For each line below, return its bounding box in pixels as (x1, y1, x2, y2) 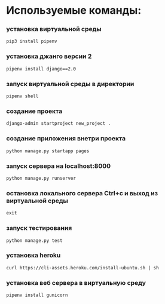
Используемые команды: (6, 4, 142, 17)
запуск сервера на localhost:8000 (6, 162, 111, 170)
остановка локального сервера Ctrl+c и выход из (6, 189, 158, 197)
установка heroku (6, 251, 61, 260)
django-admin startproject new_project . (6, 121, 111, 127)
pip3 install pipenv (6, 38, 58, 45)
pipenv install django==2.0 (6, 66, 77, 72)
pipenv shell (6, 93, 39, 99)
